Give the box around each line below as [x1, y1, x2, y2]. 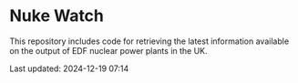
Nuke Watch [9, 5, 105, 26]
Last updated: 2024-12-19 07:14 [9, 63, 129, 74]
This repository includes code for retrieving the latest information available [9, 36, 290, 47]
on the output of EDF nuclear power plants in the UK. [9, 45, 208, 56]
